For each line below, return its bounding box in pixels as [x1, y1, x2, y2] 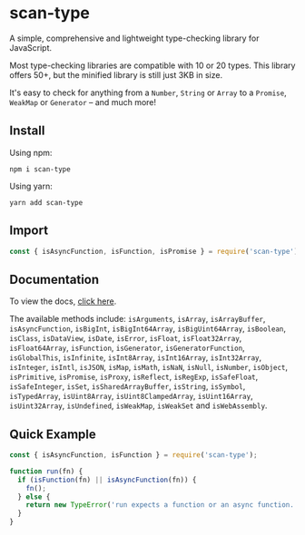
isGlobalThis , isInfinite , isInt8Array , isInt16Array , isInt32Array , [9, 352, 262, 363]
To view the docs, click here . [9, 296, 117, 306]
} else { [17, 492, 51, 501]
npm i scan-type [9, 164, 71, 174]
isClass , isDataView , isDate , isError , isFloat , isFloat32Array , [9, 333, 242, 344]
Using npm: [9, 147, 53, 158]
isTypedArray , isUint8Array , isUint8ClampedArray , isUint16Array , [9, 391, 253, 402]
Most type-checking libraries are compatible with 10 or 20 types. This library [9, 60, 296, 71]
